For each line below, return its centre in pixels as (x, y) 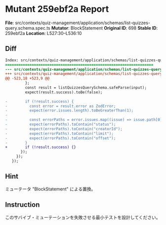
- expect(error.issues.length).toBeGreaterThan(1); (69, 111)
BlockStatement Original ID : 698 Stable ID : (114, 28)
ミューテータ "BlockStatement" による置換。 (50, 189)
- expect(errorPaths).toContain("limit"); (59, 133)
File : (10, 23)
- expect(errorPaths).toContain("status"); (61, 124)
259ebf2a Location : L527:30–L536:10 (43, 33)
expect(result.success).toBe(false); (64, 92)
